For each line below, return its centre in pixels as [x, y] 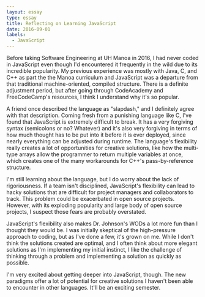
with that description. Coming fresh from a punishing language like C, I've [99, 115]
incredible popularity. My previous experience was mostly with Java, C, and [102, 71]
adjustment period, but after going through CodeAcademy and [85, 90]
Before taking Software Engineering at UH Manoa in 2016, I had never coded [102, 58]
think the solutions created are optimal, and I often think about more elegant [102, 243]
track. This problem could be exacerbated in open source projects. [91, 199]
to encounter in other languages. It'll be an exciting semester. [84, 288]
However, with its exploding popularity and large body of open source [94, 205]
